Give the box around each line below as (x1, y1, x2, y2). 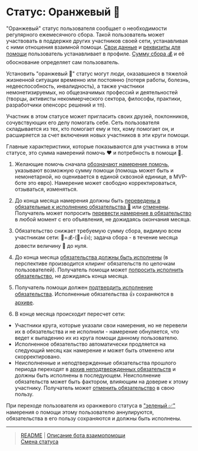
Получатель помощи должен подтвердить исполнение (14, 284, 153, 291)
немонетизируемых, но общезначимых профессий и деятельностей (6, 88, 178, 96)
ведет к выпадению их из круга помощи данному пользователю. (14, 334, 179, 341)
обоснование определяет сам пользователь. (6, 58, 120, 65)
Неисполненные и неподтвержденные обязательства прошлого (14, 359, 177, 366)
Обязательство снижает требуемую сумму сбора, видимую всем (14, 227, 181, 234)
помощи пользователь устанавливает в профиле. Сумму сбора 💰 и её (6, 50, 184, 57)
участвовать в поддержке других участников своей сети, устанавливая (6, 37, 188, 44)
